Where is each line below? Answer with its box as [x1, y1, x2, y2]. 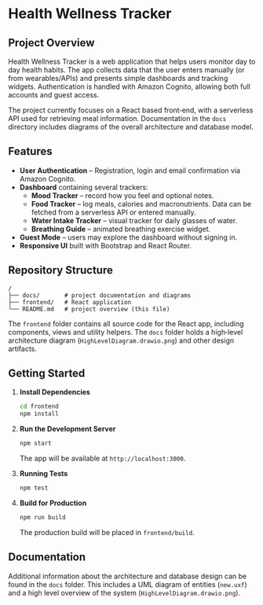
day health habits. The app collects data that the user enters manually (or [8, 65, 245, 75]
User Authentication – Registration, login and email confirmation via [19, 166, 241, 175]
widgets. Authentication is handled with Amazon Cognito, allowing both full [8, 82, 251, 91]
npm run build [19, 513, 66, 521]
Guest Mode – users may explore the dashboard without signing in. [19, 233, 238, 242]
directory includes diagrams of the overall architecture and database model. [8, 123, 254, 131]
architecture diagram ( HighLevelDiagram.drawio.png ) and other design [8, 335, 234, 345]
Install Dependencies [19, 387, 90, 397]
